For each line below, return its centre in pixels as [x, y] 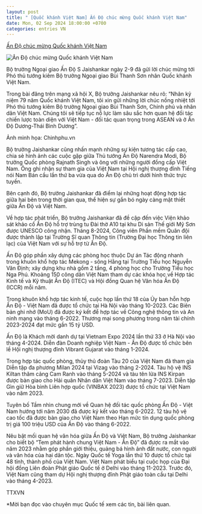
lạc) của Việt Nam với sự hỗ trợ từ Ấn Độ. [57, 244]
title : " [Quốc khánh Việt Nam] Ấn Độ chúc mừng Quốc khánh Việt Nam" [97, 18]
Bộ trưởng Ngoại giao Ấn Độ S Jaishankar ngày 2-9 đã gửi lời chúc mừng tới [100, 70]
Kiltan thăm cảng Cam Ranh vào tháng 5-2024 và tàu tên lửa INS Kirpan [96, 374]
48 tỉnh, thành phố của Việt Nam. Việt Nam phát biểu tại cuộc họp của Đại [98, 462]
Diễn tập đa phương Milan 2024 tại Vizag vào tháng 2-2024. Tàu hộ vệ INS [99, 368]
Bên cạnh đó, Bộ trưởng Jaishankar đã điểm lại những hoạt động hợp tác [96, 194]
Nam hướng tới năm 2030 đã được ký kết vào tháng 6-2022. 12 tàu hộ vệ [96, 411]
